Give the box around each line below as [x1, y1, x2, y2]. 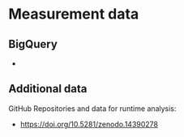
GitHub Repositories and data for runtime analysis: [8, 103, 177, 113]
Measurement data [8, 5, 139, 24]
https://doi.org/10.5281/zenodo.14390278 [19, 119, 158, 129]
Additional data [8, 82, 88, 96]
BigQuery [8, 37, 58, 51]
